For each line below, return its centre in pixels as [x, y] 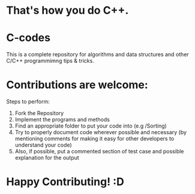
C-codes [28, 38]
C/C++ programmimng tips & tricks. [50, 61]
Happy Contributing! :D [65, 182]
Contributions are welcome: [77, 85]
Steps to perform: [28, 102]
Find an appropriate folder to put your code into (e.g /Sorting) [91, 126]
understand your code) [43, 145]
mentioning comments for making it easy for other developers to [94, 139]
